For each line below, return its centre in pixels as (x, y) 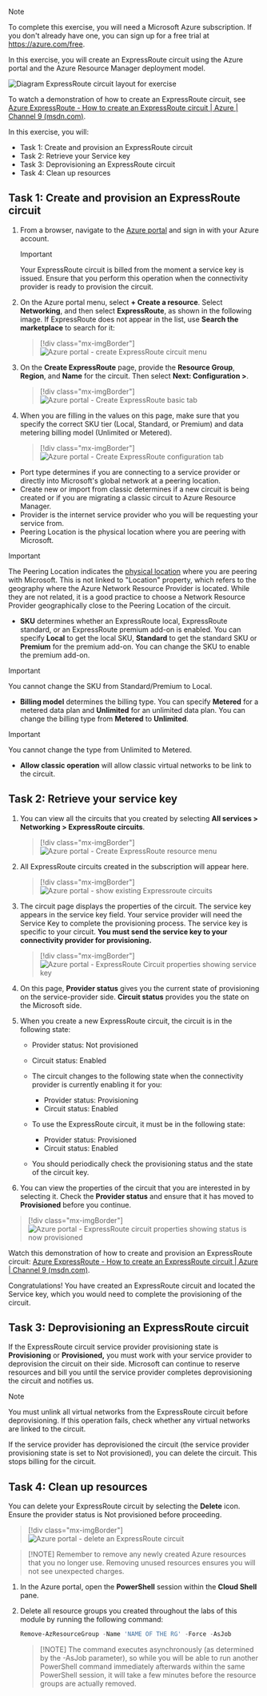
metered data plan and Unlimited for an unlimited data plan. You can (133, 710)
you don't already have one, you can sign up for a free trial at (109, 36)
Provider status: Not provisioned (85, 1045)
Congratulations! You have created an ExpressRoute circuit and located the (132, 1285)
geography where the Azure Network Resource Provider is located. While (129, 588)
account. (34, 238)
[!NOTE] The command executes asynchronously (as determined (147, 1649)
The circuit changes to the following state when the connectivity (137, 1076)
